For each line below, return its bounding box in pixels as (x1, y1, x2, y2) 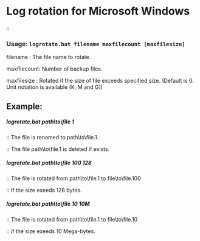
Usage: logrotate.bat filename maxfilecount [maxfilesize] (6, 40, 185, 48)
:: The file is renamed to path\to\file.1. (6, 133, 99, 141)
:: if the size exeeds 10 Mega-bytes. (6, 227, 95, 235)
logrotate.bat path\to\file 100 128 (6, 159, 92, 167)
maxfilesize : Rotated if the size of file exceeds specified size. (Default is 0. (6, 77, 195, 85)
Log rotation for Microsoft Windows (6, 4, 190, 18)
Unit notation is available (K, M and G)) (6, 83, 103, 91)
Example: (6, 101, 43, 111)
